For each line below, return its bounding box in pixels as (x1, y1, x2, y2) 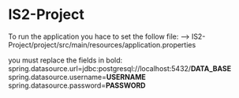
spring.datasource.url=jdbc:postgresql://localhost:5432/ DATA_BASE (8, 63, 231, 73)
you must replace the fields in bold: (8, 55, 123, 65)
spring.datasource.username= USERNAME (8, 72, 146, 81)
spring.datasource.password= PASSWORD (8, 81, 146, 90)
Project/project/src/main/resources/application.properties (8, 40, 196, 49)
